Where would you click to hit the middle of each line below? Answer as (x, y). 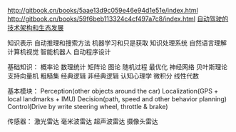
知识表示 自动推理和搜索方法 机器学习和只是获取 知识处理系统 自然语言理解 (117, 43)
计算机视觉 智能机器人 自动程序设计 (59, 52)
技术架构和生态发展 (36, 27)
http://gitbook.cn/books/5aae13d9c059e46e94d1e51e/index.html (103, 10)
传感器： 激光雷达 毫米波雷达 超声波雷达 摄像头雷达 (83, 121)
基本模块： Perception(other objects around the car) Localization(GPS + (113, 91)
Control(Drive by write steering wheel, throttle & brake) (88, 107)
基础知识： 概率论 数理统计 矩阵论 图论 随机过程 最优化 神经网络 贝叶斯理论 (118, 67)
